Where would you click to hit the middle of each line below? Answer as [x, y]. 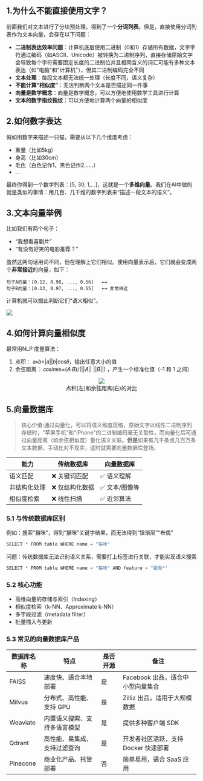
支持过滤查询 [62, 748]
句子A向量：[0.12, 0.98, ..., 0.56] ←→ [57, 282]
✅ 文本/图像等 [120, 487]
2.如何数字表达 [34, 121]
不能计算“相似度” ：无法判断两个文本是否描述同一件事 [81, 85]
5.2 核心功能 [24, 585]
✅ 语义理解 [116, 476]
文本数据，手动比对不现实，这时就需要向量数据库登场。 [90, 448]
